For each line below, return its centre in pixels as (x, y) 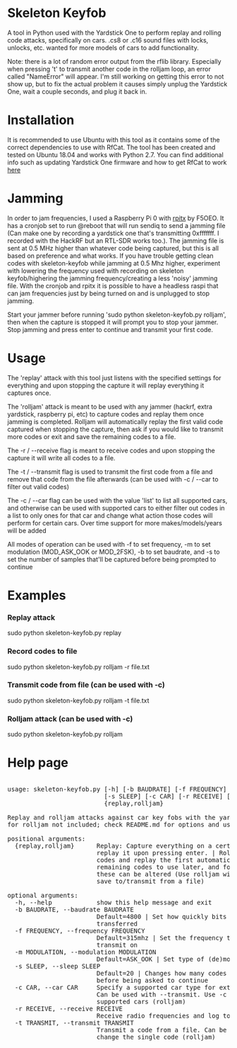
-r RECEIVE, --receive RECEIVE (69, 1009)
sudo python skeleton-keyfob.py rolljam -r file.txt (79, 666)
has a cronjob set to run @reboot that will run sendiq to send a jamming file (116, 225)
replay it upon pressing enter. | (156, 853)
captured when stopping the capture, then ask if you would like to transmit (115, 429)
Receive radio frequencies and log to (163, 1016)
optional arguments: (43, 896)
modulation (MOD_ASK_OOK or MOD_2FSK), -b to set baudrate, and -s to (114, 552)
